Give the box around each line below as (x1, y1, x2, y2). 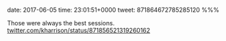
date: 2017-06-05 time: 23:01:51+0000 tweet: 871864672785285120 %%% (7, 6, 220, 14)
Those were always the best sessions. (7, 19, 115, 27)
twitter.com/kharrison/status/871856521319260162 (7, 27, 151, 34)
